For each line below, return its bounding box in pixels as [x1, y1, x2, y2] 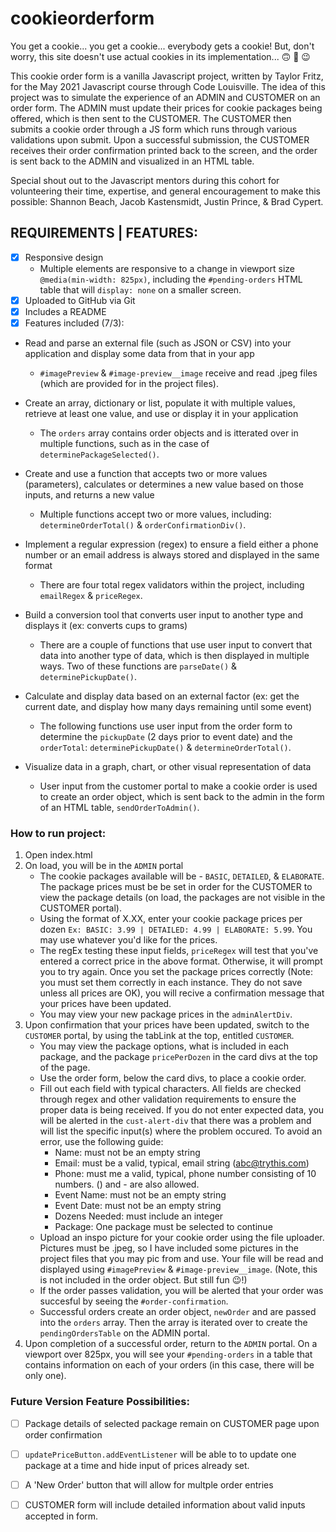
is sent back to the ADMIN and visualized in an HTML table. [10, 155, 255, 167]
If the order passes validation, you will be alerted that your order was [39, 1285, 324, 1297]
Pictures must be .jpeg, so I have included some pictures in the [39, 1242, 299, 1254]
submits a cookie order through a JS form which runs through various [10, 123, 298, 135]
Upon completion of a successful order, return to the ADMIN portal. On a [24, 1338, 318, 1350]
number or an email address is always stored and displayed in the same [24, 549, 320, 561]
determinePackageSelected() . [39, 448, 160, 460]
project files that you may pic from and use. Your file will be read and [39, 1253, 324, 1265]
